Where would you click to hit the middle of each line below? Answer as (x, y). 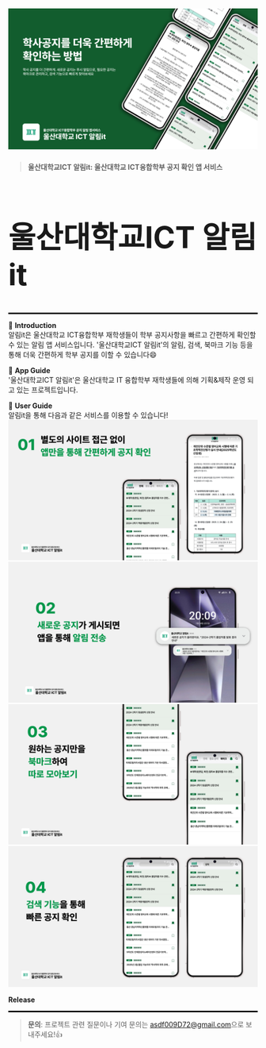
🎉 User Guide (30, 406)
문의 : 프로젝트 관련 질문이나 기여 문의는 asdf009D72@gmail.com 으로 (135, 1024)
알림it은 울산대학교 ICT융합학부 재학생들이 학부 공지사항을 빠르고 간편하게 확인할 (132, 334)
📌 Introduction (32, 325)
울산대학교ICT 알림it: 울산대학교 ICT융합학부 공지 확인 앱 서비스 (125, 168)
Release (22, 1000)
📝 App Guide (29, 370)
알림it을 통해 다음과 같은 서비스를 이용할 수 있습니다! (88, 415)
